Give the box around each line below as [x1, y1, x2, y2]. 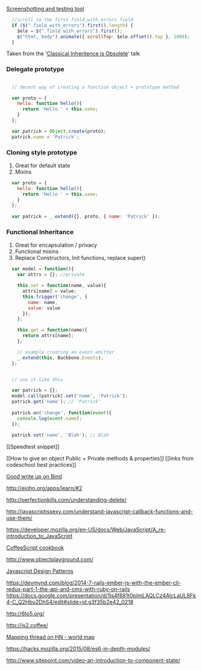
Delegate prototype [6, 65, 65, 74]
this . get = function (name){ [17, 327, 87, 333]
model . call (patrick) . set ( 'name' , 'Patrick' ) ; [11, 393, 128, 399]
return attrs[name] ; [22, 333, 74, 339]
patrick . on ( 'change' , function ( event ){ [11, 409, 112, 416]
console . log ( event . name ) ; [17, 416, 83, 422]
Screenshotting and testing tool [6, 5, 84, 12]
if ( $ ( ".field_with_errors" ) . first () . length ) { [11, 22, 134, 28]
